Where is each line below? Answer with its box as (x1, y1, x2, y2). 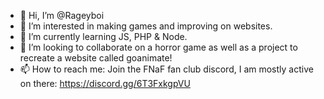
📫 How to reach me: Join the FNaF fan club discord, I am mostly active (19, 63, 314, 75)
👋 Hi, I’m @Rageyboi (19, 10, 105, 21)
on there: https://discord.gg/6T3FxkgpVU (19, 78, 191, 89)
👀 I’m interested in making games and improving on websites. (19, 20, 273, 32)
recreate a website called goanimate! (19, 52, 173, 64)
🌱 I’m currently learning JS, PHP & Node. (19, 31, 188, 42)
